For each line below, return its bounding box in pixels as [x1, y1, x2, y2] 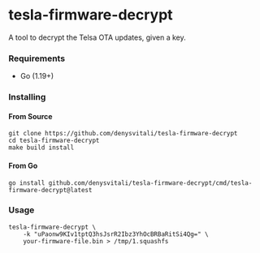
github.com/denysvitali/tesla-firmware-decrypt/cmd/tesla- [48, 178, 253, 187]
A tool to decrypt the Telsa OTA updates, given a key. [8, 32, 187, 42]
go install [8, 178, 45, 187]
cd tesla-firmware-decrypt [8, 136, 100, 145]
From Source [8, 111, 53, 121]
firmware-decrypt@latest [8, 186, 93, 194]
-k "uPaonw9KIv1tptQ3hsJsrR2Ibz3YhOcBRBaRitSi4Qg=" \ [23, 229, 209, 238]
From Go [8, 161, 38, 170]
